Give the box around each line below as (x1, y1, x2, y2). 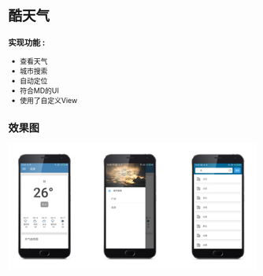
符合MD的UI (19, 86, 59, 95)
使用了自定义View (19, 96, 78, 105)
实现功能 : (8, 37, 46, 48)
